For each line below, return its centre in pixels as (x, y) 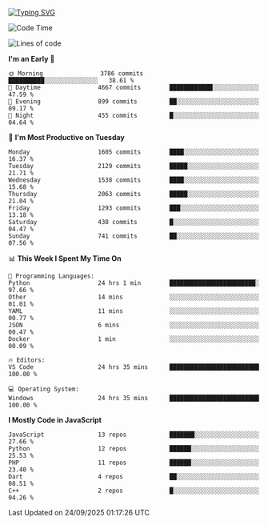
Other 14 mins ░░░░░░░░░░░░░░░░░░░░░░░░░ (134, 297)
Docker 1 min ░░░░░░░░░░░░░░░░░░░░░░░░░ (134, 339)
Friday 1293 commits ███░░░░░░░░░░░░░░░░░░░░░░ (134, 208)
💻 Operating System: (44, 389)
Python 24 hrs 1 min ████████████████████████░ (134, 283)
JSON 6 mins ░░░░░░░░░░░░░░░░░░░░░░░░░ (134, 325)
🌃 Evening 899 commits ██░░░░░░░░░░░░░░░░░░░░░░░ (134, 102)
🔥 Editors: (27, 360)
